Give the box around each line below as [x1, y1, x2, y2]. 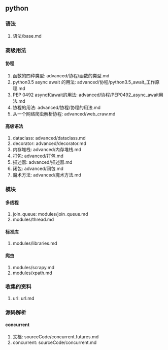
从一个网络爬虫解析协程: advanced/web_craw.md [12, 110, 116, 116]
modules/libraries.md [12, 240, 57, 246]
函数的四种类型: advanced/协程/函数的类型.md [12, 72, 110, 78]
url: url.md [12, 295, 35, 301]
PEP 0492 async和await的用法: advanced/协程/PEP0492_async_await [12, 92, 159, 98]
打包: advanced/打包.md [12, 153, 63, 159]
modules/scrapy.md [12, 264, 55, 270]
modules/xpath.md [12, 270, 52, 276]
